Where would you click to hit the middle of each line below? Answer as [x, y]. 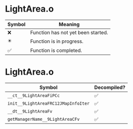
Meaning [69, 24]
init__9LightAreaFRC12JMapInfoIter [49, 103]
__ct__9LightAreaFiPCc [33, 95]
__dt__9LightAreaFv [30, 111]
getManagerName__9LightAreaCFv [44, 119]
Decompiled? [110, 87]
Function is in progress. [57, 41]
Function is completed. [56, 50]
